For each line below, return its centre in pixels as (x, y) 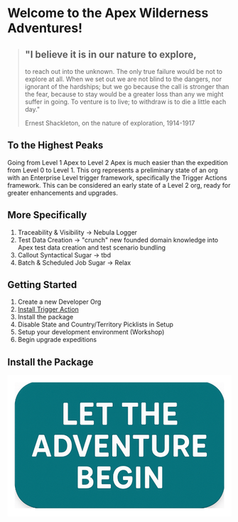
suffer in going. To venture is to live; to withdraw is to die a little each (125, 102)
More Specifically (47, 215)
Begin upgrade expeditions (57, 340)
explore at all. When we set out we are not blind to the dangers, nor (123, 79)
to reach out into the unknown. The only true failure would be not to (123, 71)
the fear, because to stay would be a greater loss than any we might (124, 94)
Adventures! (45, 28)
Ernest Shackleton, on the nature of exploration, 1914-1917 (110, 123)
